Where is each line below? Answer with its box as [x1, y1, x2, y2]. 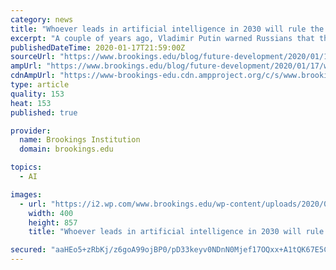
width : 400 [28, 208, 74, 218]
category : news [10, 14, 74, 25]
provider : [10, 126, 52, 136]
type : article [10, 80, 70, 90]
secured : [10, 245, 47, 255]
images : [10, 189, 43, 200]
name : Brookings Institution [19, 135, 141, 145]
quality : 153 [10, 89, 65, 99]
